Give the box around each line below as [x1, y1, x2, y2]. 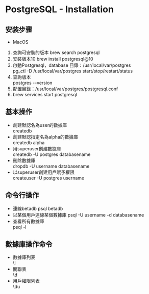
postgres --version [12, 80, 53, 86]
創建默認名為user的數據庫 [12, 122, 67, 128]
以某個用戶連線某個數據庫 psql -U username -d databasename [12, 211, 144, 218]
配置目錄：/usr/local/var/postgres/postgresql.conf [12, 86, 118, 92]
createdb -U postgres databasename [12, 151, 91, 157]
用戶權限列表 [12, 278, 40, 284]
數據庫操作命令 [5, 240, 53, 249]
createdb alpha [12, 139, 45, 146]
